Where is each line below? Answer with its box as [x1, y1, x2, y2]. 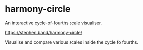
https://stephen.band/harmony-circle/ [5, 29, 83, 35]
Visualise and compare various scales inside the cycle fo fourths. [5, 39, 138, 45]
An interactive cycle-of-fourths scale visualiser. [5, 20, 102, 26]
